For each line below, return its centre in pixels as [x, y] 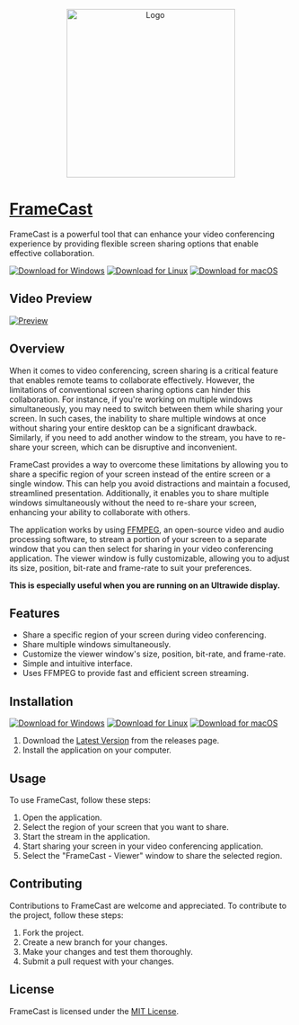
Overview [37, 349]
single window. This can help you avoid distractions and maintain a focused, [150, 483]
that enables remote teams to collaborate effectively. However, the [132, 380]
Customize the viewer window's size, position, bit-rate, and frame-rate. [154, 654]
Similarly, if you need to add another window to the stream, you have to [141, 437]
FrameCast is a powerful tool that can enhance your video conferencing [142, 234]
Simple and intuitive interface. [77, 664]
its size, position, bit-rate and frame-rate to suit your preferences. [131, 567]
